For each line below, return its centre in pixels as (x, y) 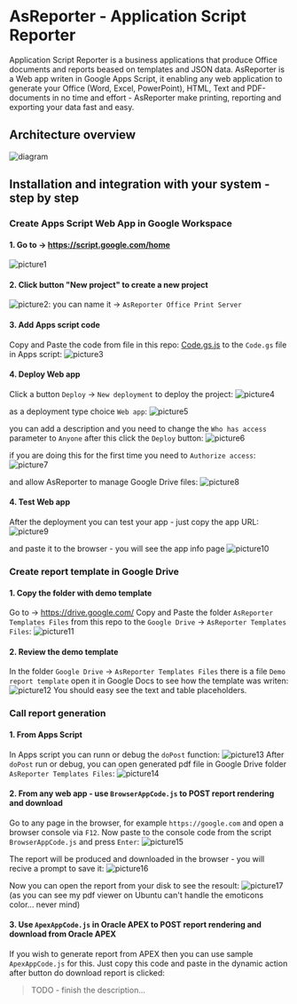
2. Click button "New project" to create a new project (109, 284)
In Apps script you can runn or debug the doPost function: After (147, 754)
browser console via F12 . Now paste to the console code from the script (141, 832)
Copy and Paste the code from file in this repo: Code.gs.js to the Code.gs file (148, 345)
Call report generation (58, 713)
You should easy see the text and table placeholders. (150, 690)
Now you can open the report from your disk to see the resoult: (125, 885)
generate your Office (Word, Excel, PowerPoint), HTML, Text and (127, 88)
